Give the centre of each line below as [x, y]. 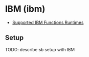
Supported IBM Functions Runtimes [48, 22]
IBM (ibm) [25, 9]
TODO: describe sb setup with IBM [40, 49]
